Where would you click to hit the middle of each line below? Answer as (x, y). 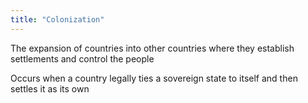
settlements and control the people (82, 58)
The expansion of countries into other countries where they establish (152, 48)
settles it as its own (50, 88)
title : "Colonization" (57, 19)
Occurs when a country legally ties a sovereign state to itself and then (154, 78)
